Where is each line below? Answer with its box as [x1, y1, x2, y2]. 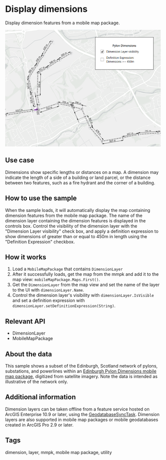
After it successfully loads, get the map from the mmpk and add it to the [12, 271, 159, 277]
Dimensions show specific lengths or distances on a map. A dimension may [5, 169, 159, 175]
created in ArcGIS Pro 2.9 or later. [5, 421, 74, 428]
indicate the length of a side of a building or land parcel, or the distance [5, 174, 151, 180]
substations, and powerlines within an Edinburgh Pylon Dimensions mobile [5, 368, 157, 374]
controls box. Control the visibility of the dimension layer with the [5, 223, 137, 229]
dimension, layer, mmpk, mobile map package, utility [5, 449, 112, 455]
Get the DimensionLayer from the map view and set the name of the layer [12, 282, 160, 288]
